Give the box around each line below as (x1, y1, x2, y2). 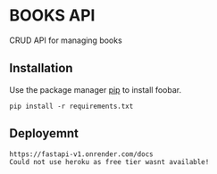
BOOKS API (9, 5, 96, 26)
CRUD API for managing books (9, 35, 122, 46)
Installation (9, 61, 73, 76)
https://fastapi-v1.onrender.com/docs (9, 149, 154, 159)
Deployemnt (9, 126, 79, 141)
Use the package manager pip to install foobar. (9, 84, 181, 95)
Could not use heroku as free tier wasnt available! (9, 157, 210, 166)
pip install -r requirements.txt (9, 102, 134, 111)
